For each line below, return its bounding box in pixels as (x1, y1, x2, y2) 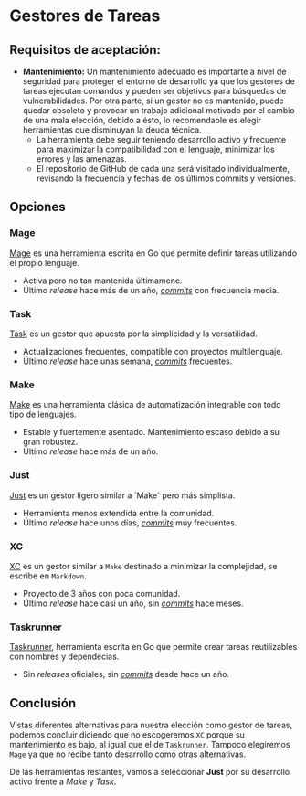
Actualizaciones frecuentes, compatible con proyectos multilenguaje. (22, 345, 283, 356)
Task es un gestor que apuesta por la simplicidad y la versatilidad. (9, 328, 258, 339)
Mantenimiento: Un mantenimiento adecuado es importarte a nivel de (22, 66, 287, 77)
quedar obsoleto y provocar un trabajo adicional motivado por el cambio (22, 105, 295, 115)
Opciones (9, 199, 66, 215)
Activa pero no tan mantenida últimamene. (22, 275, 183, 286)
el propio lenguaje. (9, 257, 79, 268)
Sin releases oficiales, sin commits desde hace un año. (22, 669, 230, 680)
